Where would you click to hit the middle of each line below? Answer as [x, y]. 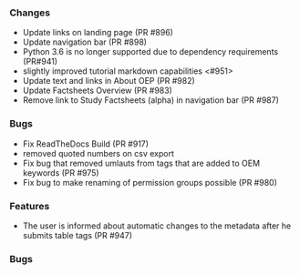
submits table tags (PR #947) [78, 235]
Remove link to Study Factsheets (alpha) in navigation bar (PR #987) [151, 100]
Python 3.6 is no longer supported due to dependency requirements [150, 52]
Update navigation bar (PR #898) [85, 42]
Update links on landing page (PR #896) [98, 33]
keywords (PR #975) [61, 173]
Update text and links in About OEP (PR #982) [109, 81]
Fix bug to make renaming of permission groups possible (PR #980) [150, 182]
